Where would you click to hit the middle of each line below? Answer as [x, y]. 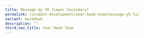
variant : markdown [24, 19]
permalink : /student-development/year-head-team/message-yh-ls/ [72, 14]
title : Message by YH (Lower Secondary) [47, 10]
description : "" [22, 23]
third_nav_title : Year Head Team [39, 28]
